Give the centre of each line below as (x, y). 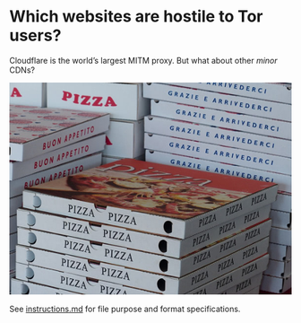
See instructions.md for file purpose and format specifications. (125, 309)
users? (35, 35)
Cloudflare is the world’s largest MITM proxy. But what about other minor (143, 60)
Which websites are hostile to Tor (136, 17)
